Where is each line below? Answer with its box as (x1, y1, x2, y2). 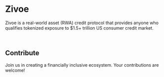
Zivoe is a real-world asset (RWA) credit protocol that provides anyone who (5, 20, 159, 26)
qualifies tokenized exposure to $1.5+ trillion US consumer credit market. (5, 25, 154, 31)
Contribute (5, 49, 40, 57)
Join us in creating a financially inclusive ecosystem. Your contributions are (5, 62, 159, 68)
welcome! (5, 67, 25, 73)
